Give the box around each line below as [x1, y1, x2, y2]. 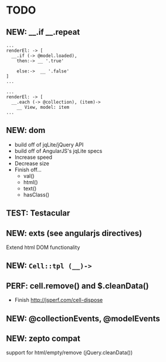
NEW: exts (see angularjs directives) [6, 228, 143, 238]
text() [23, 185, 37, 192]
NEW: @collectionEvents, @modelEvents [6, 313, 160, 324]
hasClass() [23, 191, 50, 198]
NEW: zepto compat [6, 334, 80, 343]
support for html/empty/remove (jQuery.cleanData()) [6, 349, 133, 356]
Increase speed [14, 154, 53, 161]
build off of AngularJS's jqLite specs [14, 147, 103, 154]
